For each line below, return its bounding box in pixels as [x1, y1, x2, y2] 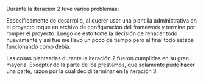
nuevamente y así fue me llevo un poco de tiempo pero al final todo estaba [6, 37, 194, 43]
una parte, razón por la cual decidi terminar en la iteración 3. [6, 68, 158, 75]
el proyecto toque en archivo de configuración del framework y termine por [6, 24, 196, 30]
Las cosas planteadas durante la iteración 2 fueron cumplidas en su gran [6, 55, 190, 62]
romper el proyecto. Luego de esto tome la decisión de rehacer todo [6, 30, 178, 37]
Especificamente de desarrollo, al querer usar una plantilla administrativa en [6, 17, 197, 24]
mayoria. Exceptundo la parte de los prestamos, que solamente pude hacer [6, 61, 195, 68]
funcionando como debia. [6, 43, 71, 50]
